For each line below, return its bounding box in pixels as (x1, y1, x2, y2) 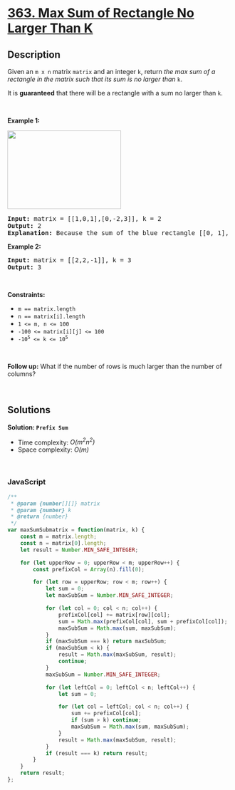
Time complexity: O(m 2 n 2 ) (17, 437, 95, 447)
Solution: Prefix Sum (7, 422, 69, 432)
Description (7, 48, 61, 61)
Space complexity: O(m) (17, 445, 89, 454)
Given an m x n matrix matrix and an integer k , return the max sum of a (7, 68, 216, 76)
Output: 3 (7, 264, 41, 271)
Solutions (7, 404, 51, 416)
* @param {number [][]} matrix (10, 500, 100, 507)
